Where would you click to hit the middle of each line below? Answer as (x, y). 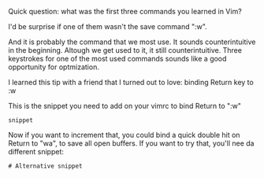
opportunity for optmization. (54, 67)
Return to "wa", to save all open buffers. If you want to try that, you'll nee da (131, 143)
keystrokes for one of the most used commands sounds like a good (117, 59)
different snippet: (36, 152)
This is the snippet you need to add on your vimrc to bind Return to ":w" (125, 106)
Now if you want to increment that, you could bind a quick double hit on (124, 135)
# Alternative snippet (45, 166)
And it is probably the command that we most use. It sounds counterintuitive (132, 42)
